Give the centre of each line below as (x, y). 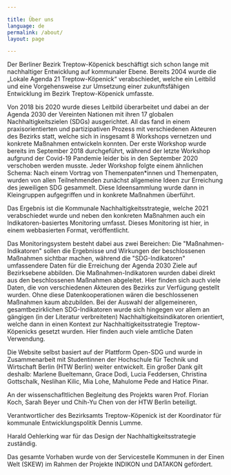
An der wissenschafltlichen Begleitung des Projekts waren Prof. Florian (108, 395)
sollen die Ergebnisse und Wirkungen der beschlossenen (124, 251)
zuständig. (22, 444)
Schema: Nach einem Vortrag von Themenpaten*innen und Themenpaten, (113, 173)
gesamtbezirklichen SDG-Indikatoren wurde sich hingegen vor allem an (109, 310)
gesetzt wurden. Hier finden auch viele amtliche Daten (115, 332)
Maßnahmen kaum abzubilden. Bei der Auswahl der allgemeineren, (102, 302)
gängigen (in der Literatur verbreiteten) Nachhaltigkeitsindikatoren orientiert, (116, 317)
